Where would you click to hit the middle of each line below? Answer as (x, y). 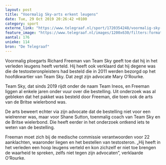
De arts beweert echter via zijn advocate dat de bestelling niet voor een (78, 111)
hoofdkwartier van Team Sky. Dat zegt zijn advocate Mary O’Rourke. (75, 76)
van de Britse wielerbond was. (36, 102)
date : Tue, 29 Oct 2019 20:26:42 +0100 (46, 19)
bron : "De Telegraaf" (27, 47)
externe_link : (20, 28)
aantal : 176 (17, 38)
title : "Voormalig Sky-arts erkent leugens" (52, 14)
